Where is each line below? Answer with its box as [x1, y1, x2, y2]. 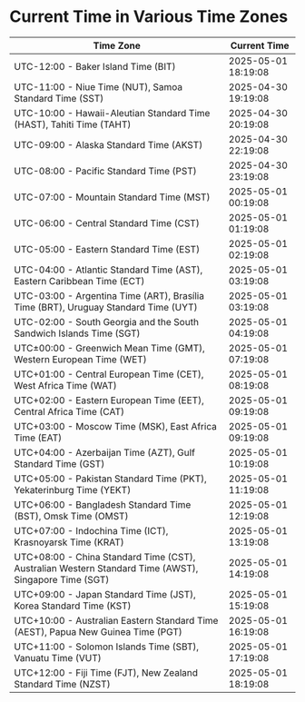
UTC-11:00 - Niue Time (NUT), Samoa [14, 80, 183, 93]
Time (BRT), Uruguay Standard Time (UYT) [14, 301, 198, 313]
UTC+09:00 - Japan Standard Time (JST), [14, 588, 197, 600]
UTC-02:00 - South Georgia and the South [14, 315, 200, 328]
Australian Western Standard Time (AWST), [14, 561, 199, 574]
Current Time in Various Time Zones [9, 6, 289, 27]
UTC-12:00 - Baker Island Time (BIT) [14, 60, 176, 73]
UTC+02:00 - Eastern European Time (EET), [14, 393, 204, 406]
